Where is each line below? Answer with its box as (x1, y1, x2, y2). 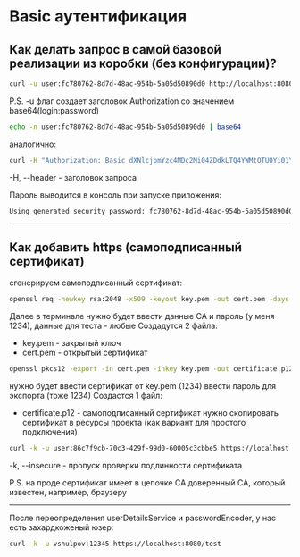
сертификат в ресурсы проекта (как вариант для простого (21, 418, 246, 428)
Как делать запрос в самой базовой (9, 42, 221, 57)
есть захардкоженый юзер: (9, 521, 114, 533)
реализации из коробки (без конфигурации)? (9, 55, 277, 71)
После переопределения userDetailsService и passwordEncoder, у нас (9, 512, 277, 523)
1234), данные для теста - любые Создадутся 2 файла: (9, 320, 219, 332)
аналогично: (9, 139, 56, 149)
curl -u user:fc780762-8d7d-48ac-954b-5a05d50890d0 (9, 80, 205, 89)
